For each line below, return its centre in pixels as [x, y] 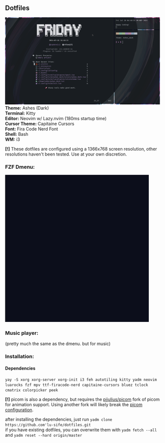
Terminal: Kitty [20, 113]
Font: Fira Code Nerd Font [32, 129]
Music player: [22, 333]
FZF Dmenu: [20, 167]
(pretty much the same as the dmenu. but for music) [58, 344]
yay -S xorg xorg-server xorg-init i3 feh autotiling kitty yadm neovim [81, 380]
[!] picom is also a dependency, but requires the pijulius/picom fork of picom [82, 399]
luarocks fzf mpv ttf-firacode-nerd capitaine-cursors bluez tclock [77, 385]
